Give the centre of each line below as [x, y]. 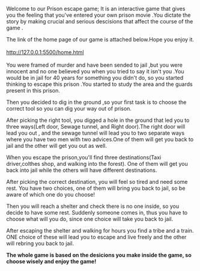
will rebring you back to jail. [40, 243]
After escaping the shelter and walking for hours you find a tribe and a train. [100, 230]
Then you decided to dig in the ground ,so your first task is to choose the [96, 102]
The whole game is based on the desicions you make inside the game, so [99, 255]
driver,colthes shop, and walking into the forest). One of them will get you [97, 164]
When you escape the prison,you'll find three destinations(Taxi [84, 157]
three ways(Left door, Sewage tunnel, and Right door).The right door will [95, 126]
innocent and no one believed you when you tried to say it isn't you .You [95, 71]
